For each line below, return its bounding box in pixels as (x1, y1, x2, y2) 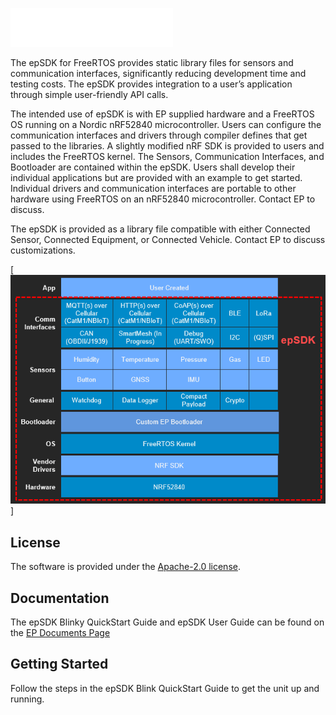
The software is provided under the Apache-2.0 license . (10, 561, 241, 573)
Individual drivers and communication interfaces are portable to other (10, 183, 297, 194)
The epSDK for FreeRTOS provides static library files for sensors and (10, 57, 294, 68)
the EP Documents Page (10, 627, 111, 639)
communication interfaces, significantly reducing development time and (10, 68, 307, 79)
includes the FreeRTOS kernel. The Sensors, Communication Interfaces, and (10, 151, 325, 162)
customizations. (10, 244, 76, 256)
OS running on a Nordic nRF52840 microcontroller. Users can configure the (10, 119, 322, 130)
